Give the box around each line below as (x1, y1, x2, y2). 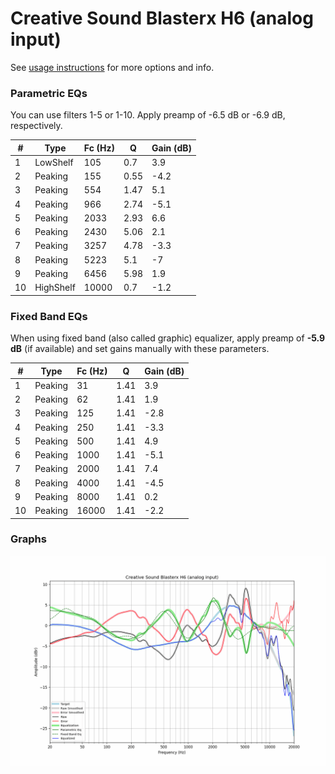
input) (10, 28, 62, 51)
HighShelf (34, 282, 76, 294)
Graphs (10, 532, 47, 546)
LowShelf (34, 156, 74, 168)
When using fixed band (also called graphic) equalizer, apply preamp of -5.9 (10, 332, 326, 344)
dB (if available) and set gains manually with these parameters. (10, 343, 270, 355)
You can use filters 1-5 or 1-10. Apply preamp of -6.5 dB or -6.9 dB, (10, 109, 286, 121)
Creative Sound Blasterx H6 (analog (10, 7, 314, 30)
